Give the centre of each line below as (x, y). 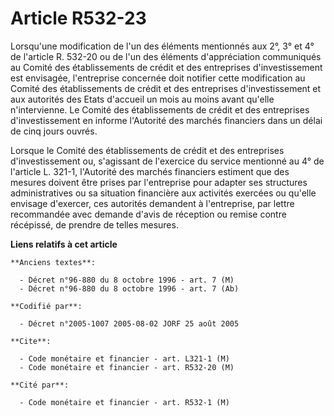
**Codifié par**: (46, 306)
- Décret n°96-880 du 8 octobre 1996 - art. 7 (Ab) (129, 288)
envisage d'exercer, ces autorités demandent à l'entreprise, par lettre (152, 203)
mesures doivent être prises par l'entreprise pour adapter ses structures (159, 182)
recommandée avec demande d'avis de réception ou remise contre (148, 214)
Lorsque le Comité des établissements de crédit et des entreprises (147, 150)
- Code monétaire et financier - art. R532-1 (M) (124, 402)
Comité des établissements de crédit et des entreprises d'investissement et (166, 88)
